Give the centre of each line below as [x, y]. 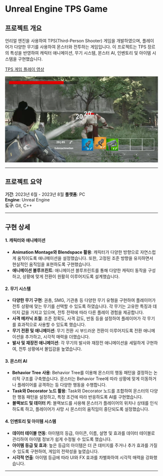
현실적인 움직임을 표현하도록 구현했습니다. [52, 264]
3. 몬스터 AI [16, 361]
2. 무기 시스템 [18, 289]
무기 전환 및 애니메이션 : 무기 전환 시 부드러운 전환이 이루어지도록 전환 [77, 331]
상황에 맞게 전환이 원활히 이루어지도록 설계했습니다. [71, 276]
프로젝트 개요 [24, 28]
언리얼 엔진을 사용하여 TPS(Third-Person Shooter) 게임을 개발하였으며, [73, 41]
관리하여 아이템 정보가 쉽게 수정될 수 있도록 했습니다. [62, 439]
